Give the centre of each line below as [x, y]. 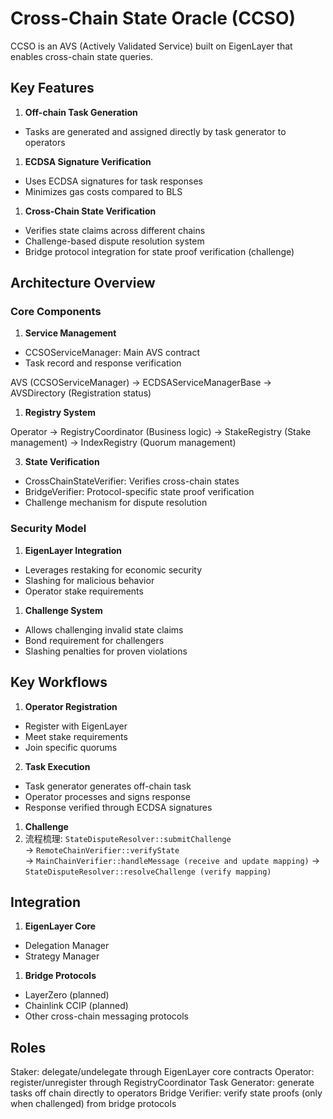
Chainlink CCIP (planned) [76, 1006]
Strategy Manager [62, 956]
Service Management [70, 333]
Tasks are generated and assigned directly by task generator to [155, 131]
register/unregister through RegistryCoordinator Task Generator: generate [162, 1083]
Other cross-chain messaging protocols [106, 1016]
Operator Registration [71, 706]
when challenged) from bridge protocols [93, 1104]
